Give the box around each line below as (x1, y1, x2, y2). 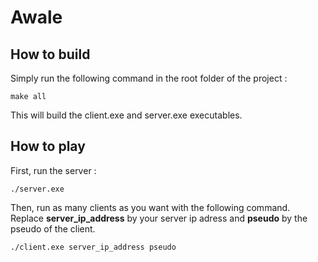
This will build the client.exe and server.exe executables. (10, 109, 243, 121)
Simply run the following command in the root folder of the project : (10, 72, 288, 84)
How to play (10, 138, 86, 155)
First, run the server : (10, 164, 97, 176)
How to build (10, 46, 91, 63)
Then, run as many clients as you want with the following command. (10, 201, 291, 213)
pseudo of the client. (10, 222, 96, 235)
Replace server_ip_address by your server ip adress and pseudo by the (10, 212, 308, 224)
